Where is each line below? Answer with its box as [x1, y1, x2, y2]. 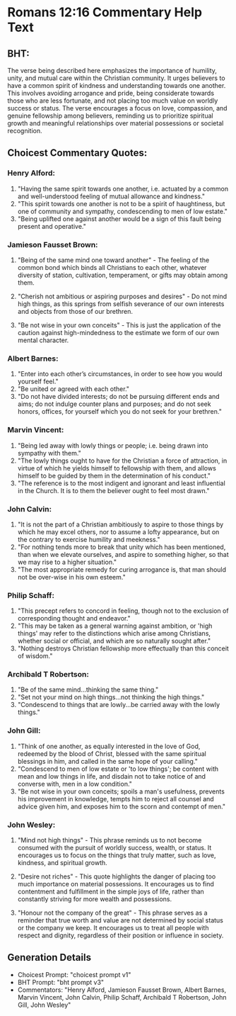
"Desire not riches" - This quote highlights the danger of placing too [17, 872, 216, 881]
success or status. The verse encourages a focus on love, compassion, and [7, 104, 228, 112]
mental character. [17, 336, 69, 344]
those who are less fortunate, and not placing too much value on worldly [7, 96, 218, 105]
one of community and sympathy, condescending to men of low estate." [17, 207, 228, 215]
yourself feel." [17, 377, 59, 386]
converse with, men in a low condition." [17, 779, 133, 788]
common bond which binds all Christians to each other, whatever [17, 263, 207, 271]
